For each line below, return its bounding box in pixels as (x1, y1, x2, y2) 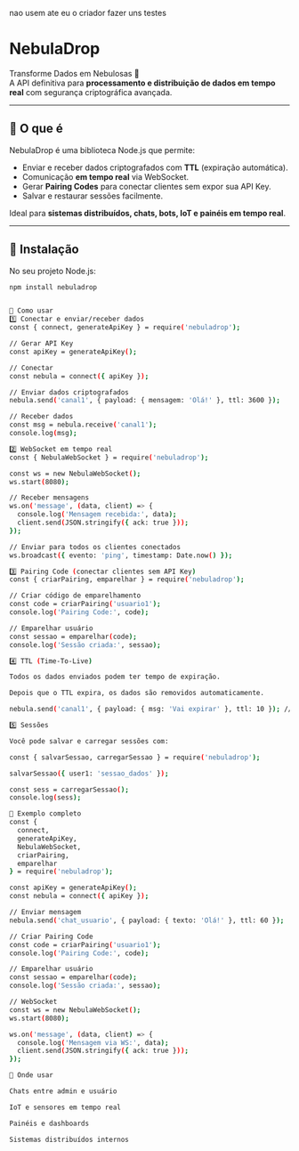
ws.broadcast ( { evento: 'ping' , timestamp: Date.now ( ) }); (9, 551, 233, 560)
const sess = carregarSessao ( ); (9, 785, 129, 794)
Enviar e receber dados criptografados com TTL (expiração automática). (21, 162, 288, 173)
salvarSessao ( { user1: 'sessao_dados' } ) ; (9, 769, 169, 778)
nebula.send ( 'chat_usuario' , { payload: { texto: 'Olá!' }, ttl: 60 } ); (9, 916, 285, 925)
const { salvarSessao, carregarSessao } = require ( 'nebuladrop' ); (9, 752, 261, 762)
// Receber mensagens (9, 493, 90, 502)
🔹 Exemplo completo (9, 809, 82, 818)
